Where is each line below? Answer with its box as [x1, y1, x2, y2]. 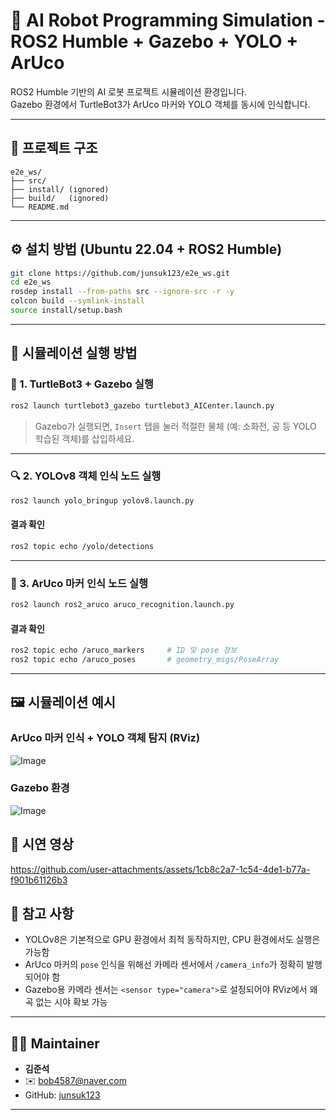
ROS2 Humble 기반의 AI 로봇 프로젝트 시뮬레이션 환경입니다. [10, 85, 248, 98]
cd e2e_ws [10, 277, 52, 288]
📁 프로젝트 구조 [10, 140, 98, 157]
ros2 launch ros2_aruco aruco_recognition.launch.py [10, 600, 235, 610]
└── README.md [10, 202, 70, 212]
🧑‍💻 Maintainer [10, 1035, 100, 1052]
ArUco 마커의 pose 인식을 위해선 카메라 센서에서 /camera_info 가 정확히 [24, 959, 305, 971]
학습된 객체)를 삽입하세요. [34, 432, 135, 444]
